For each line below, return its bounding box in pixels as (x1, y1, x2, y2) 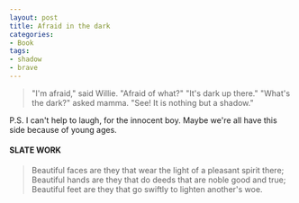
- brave (9, 64, 39, 73)
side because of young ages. (9, 124, 117, 135)
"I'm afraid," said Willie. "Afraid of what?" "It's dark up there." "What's (31, 87, 291, 99)
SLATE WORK (9, 145, 61, 155)
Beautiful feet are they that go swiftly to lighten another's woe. (31, 184, 263, 195)
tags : (9, 47, 30, 56)
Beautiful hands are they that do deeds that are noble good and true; (31, 174, 286, 185)
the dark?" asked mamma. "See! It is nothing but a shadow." (31, 97, 254, 108)
